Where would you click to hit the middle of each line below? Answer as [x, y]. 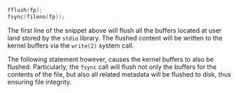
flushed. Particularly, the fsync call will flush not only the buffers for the [112, 67]
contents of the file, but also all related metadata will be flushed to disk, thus [119, 74]
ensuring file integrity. [40, 82]
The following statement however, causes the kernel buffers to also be [110, 59]
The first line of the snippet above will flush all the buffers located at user [115, 30]
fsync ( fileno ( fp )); [36, 17]
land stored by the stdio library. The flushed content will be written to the [115, 38]
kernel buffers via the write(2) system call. [71, 45]
